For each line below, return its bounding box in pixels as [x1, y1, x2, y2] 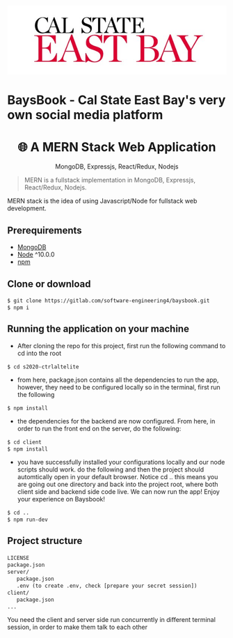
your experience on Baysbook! [17, 495, 106, 503]
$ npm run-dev [7, 516, 49, 523]
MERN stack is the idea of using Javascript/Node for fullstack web [7, 197, 198, 205]
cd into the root [17, 349, 62, 357]
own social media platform [7, 107, 163, 123]
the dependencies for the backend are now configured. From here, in [17, 417, 216, 425]
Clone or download [7, 278, 92, 290]
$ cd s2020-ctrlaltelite [7, 363, 79, 371]
